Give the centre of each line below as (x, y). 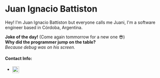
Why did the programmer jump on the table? (50, 42)
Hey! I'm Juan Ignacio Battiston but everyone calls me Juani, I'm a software (80, 22)
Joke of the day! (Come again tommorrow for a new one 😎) (65, 37)
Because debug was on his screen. (40, 47)
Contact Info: (19, 58)
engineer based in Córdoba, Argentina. (44, 27)
